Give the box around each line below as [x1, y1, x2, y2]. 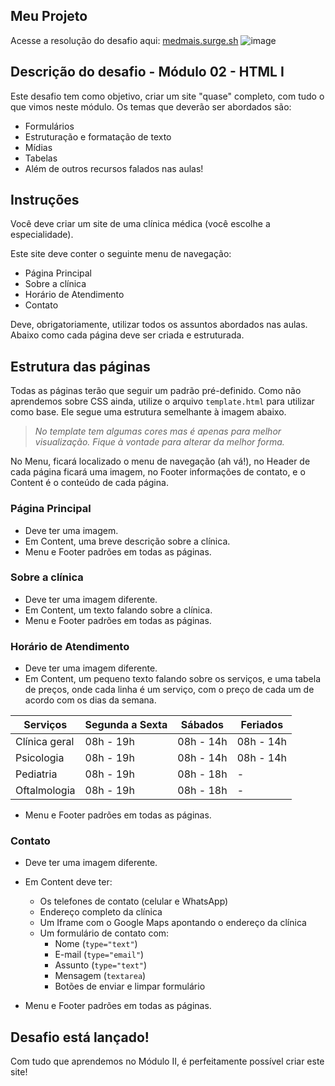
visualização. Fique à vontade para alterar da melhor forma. [34, 436, 285, 448]
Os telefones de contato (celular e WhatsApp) [39, 895, 229, 908]
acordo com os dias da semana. [24, 694, 157, 706]
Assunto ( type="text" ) [54, 959, 148, 971]
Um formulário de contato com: [39, 927, 170, 939]
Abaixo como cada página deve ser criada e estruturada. [10, 329, 245, 341]
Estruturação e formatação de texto [24, 130, 172, 143]
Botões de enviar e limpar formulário [54, 980, 206, 993]
